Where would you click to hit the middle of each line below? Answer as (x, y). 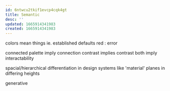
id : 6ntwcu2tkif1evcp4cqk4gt (36, 10)
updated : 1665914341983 (31, 24)
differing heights (22, 73)
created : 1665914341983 (31, 29)
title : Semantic (22, 15)
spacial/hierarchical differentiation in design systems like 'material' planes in (85, 68)
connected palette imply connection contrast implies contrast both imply (81, 53)
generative (17, 83)
